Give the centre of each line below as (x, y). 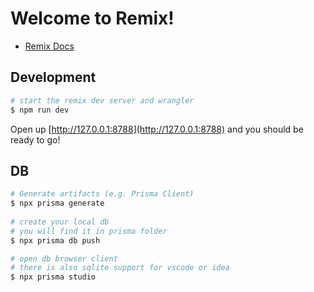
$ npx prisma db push (55, 240)
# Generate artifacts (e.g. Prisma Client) (102, 194)
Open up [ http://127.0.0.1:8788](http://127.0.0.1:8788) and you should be (157, 129)
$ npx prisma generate (57, 203)
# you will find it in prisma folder (89, 231)
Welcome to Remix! (92, 18)
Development (53, 77)
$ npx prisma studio (53, 277)
